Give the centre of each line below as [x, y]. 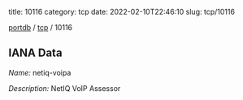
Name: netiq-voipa [40, 72]
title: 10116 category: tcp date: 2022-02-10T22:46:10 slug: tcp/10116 [122, 12]
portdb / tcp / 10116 [41, 27]
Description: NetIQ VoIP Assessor [65, 88]
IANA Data [35, 53]
